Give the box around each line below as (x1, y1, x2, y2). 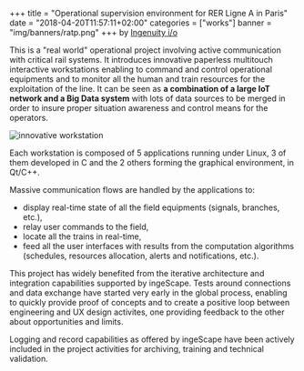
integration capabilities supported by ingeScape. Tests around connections (9, 277, 291, 288)
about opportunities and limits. (9, 316, 124, 326)
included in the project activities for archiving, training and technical (9, 344, 264, 354)
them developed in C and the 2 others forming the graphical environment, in (9, 157, 294, 167)
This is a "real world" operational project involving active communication (9, 45, 282, 55)
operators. (9, 113, 48, 123)
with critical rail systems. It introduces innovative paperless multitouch (9, 55, 273, 65)
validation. (9, 354, 48, 364)
